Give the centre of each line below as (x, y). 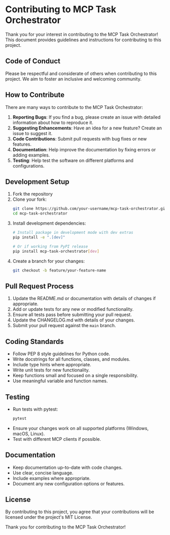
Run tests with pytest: (35, 409)
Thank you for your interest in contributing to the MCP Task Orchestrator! (82, 34)
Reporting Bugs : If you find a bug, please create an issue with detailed (87, 117)
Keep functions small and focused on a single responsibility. (75, 376)
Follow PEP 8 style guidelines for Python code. (61, 354)
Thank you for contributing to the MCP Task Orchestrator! (65, 527)
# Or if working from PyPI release (50, 246)
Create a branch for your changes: (49, 261)
